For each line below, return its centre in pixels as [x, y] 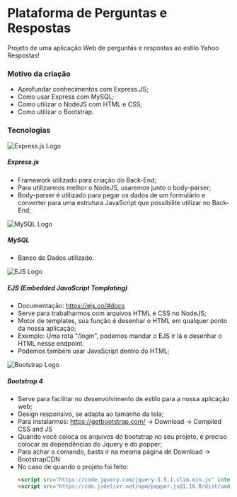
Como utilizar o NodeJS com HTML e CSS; [80, 104]
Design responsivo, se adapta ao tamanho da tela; [91, 414]
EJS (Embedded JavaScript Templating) [68, 288]
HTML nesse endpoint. [51, 344]
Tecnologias [29, 131]
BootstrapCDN [39, 459]
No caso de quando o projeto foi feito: [73, 467]
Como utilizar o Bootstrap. [56, 112]
